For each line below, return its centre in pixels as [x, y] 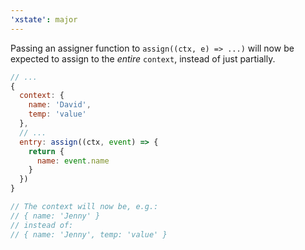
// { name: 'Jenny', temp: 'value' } [89, 234]
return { [46, 151]
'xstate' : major [44, 19]
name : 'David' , [60, 105]
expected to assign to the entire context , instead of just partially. [143, 58]
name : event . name [73, 161]
